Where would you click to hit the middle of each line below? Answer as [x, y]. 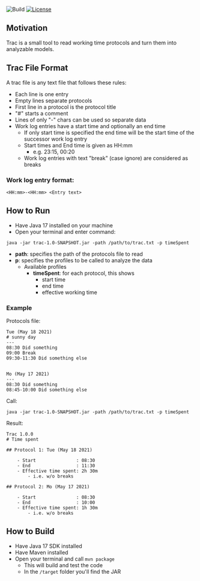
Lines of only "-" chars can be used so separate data [80, 120]
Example [19, 308]
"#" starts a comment [41, 113]
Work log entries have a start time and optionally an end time [90, 126]
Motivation [27, 28]
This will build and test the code [63, 565]
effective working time [69, 292]
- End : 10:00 [56, 503]
